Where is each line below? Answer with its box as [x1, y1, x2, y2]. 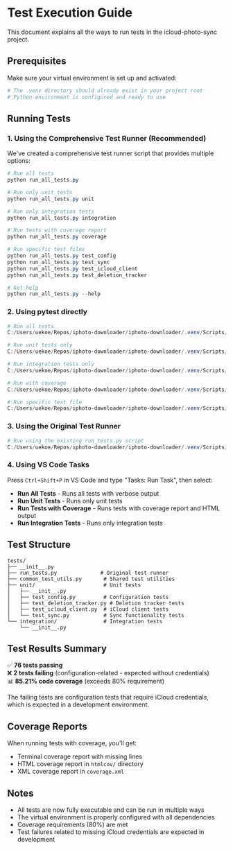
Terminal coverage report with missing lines [17, 752, 143, 761]
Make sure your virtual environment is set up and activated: [7, 73, 177, 82]
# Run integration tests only [7, 361, 95, 368]
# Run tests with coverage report [7, 227, 107, 234]
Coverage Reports [7, 720, 88, 732]
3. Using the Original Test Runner [7, 422, 121, 431]
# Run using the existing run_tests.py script [7, 437, 144, 444]
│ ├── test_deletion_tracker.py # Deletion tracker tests [7, 600, 185, 607]
